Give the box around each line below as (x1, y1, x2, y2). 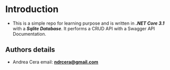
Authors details (5, 45, 55, 54)
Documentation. (12, 31, 47, 37)
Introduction (5, 4, 59, 15)
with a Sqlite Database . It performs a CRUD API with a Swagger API (12, 25, 155, 31)
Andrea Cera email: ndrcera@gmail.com (12, 59, 98, 65)
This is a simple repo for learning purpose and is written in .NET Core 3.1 (12, 20, 165, 26)
